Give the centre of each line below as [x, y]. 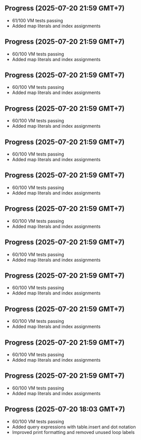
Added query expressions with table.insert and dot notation [74, 427]
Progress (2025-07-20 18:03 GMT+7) [65, 409]
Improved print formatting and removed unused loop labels [73, 432]
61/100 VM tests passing [38, 20]
